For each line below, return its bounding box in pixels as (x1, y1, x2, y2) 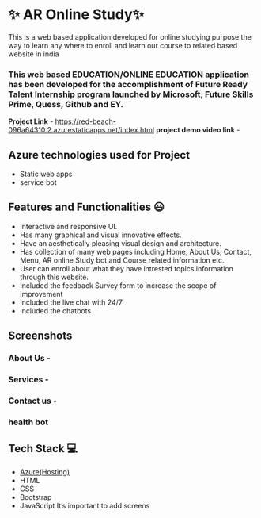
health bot (8, 416, 49, 428)
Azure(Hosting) (19, 466, 70, 477)
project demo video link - (155, 125, 240, 135)
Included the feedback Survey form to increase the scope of (19, 280, 217, 290)
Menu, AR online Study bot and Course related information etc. (19, 255, 225, 265)
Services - (8, 374, 49, 386)
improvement (19, 289, 63, 298)
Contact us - (8, 395, 58, 406)
